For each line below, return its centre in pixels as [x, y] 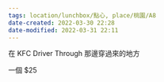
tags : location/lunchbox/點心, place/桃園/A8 [82, 15]
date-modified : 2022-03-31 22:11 [63, 30]
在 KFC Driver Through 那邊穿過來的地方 [74, 54]
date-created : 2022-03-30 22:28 [61, 23]
